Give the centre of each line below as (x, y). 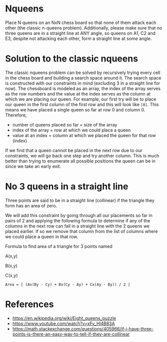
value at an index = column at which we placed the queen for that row (84, 135)
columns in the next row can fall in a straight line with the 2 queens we (77, 226)
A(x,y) (11, 256)
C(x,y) (11, 275)
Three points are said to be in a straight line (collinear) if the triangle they (80, 200)
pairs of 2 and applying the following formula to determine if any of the (78, 220)
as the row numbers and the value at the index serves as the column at (78, 93)
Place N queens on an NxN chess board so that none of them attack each (81, 22)
